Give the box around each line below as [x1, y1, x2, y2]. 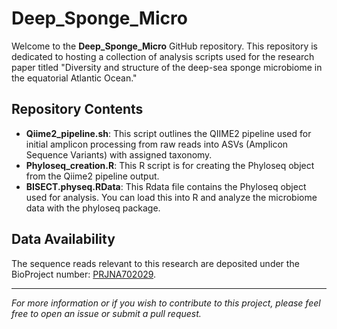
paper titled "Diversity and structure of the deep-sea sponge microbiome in [11, 61, 323, 73]
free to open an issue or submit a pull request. [11, 307, 202, 319]
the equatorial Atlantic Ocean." [11, 72, 138, 84]
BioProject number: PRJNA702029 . [11, 268, 157, 280]
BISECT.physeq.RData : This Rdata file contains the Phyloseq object [25, 180, 307, 192]
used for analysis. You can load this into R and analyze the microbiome [25, 191, 318, 203]
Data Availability [11, 231, 116, 248]
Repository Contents [11, 101, 144, 118]
